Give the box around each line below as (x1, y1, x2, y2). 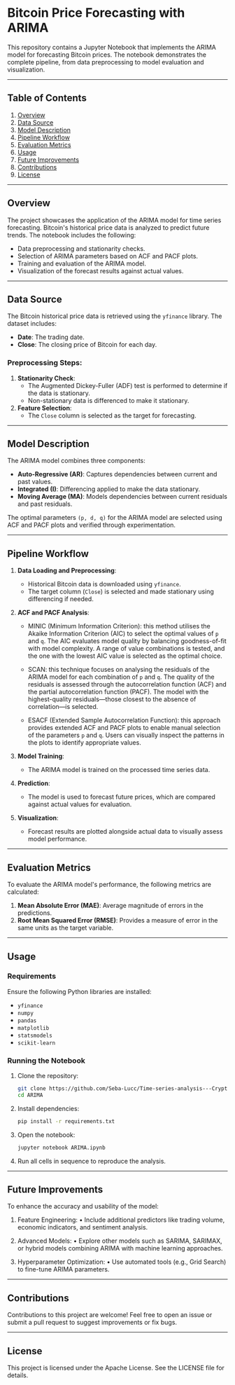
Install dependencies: (17, 1104, 80, 1112)
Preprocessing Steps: (7, 358, 83, 368)
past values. (17, 478, 53, 486)
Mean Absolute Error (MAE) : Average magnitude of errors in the (17, 902, 204, 910)
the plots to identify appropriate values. (27, 738, 141, 747)
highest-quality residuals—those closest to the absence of (27, 695, 197, 703)
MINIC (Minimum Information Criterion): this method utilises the (27, 622, 211, 631)
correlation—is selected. (27, 703, 99, 711)
